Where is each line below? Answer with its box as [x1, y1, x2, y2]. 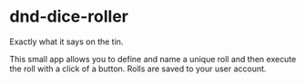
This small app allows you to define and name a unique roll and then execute [9, 53, 297, 64]
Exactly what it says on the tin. [9, 36, 124, 47]
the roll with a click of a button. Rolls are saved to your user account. [9, 63, 267, 74]
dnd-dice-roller [9, 6, 129, 27]
